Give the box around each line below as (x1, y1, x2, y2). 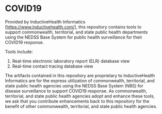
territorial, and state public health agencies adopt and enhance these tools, (5, 93, 155, 99)
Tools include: (5, 49, 33, 55)
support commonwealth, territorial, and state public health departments (5, 29, 148, 35)
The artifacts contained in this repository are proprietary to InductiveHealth (5, 72, 155, 78)
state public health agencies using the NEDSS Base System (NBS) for (5, 83, 144, 88)
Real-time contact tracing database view (12, 63, 94, 69)
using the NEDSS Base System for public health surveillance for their (5, 34, 143, 40)
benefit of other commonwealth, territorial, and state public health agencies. (5, 103, 158, 109)
